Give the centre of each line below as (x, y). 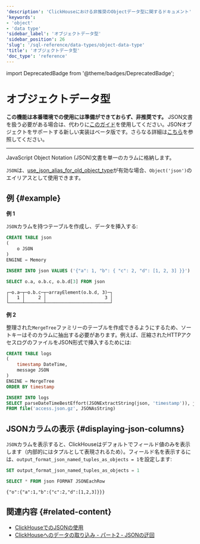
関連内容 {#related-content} (59, 512)
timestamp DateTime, (42, 365)
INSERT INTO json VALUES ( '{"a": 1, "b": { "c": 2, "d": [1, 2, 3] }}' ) (98, 271)
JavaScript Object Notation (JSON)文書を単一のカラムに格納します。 (90, 157)
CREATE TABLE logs (29, 354)
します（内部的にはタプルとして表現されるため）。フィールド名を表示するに (99, 452)
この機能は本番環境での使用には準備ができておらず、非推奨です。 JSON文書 (100, 116)
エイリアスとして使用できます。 (45, 177)
